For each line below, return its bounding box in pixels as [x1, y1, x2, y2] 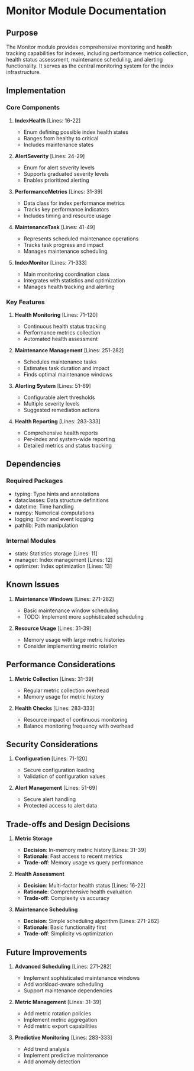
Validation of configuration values [23, 773, 106, 780]
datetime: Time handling [14, 503, 74, 510]
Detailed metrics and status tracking [23, 442, 112, 449]
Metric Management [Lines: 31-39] [14, 999, 102, 1006]
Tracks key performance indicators [23, 205, 109, 213]
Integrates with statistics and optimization [23, 276, 125, 284]
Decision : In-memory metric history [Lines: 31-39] [23, 847, 147, 854]
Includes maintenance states [23, 141, 94, 148]
